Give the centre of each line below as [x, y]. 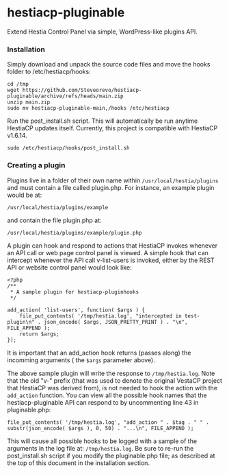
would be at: [25, 195]
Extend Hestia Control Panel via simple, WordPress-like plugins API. [103, 32]
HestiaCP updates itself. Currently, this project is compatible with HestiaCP [112, 128]
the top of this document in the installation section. [79, 463]
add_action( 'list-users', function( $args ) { [76, 310]
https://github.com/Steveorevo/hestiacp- [82, 91]
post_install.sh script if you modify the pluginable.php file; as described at [111, 455]
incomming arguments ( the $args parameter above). [81, 360]
